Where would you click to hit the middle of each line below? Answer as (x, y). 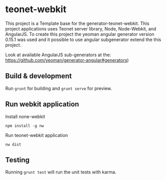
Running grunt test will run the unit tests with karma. (61, 172)
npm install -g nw (25, 126)
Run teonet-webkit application (37, 135)
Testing (17, 160)
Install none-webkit (25, 116)
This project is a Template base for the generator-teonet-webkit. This (77, 23)
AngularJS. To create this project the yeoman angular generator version (80, 34)
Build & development (38, 76)
